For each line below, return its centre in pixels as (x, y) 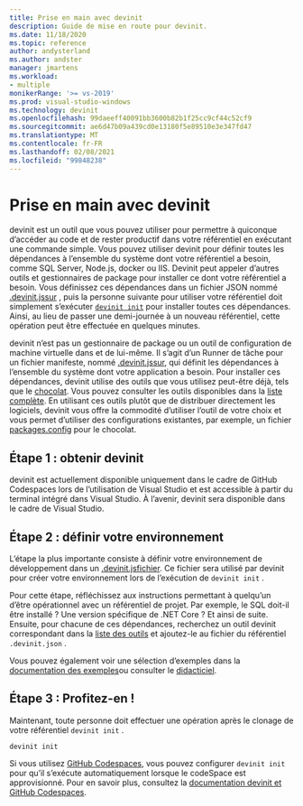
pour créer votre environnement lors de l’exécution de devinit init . (137, 578)
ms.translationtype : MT (54, 135)
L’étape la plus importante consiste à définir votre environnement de (136, 559)
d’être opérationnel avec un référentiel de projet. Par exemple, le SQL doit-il (150, 605)
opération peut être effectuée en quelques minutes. (105, 326)
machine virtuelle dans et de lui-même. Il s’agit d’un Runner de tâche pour (147, 353)
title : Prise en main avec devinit (76, 18)
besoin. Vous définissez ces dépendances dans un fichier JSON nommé (143, 287)
